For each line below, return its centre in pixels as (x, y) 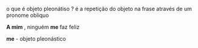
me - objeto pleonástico (36, 39)
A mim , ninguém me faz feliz (43, 27)
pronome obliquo (28, 15)
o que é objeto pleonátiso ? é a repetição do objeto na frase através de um (99, 9)
